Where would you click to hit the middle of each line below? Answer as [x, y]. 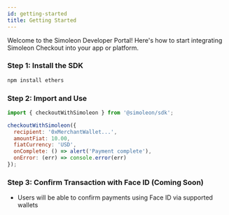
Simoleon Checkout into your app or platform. [73, 48]
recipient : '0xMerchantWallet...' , [65, 132]
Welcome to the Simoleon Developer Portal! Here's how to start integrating [115, 40]
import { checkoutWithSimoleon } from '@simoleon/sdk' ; [90, 113]
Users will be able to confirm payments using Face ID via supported [115, 197]
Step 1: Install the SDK [46, 66]
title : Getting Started [42, 20]
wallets [28, 205]
